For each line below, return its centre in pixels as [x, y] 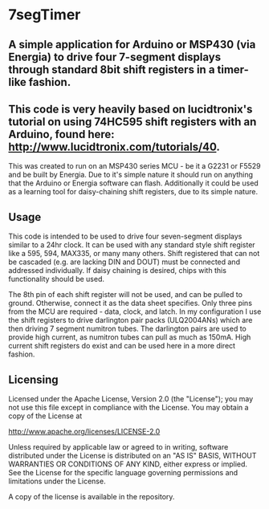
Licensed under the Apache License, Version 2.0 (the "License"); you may [131, 399]
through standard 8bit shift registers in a [112, 69]
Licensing [33, 379]
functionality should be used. [57, 279]
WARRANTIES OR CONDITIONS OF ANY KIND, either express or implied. [128, 464]
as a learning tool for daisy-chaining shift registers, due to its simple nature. [133, 192]
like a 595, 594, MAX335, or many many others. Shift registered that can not [134, 254]
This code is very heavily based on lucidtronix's [130, 109]
